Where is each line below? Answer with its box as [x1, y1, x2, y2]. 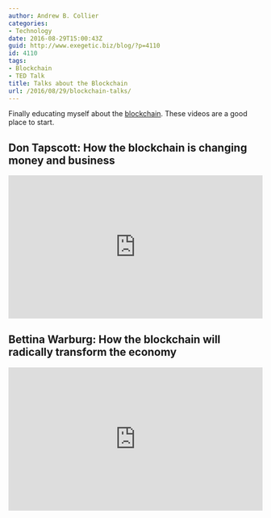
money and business [8, 153, 115, 167]
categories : [8, 19, 48, 27]
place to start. [8, 118, 55, 127]
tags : [8, 57, 27, 65]
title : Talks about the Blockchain [8, 79, 128, 87]
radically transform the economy [8, 345, 177, 359]
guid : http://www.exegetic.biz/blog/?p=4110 [8, 42, 161, 50]
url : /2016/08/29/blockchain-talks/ [8, 86, 131, 95]
